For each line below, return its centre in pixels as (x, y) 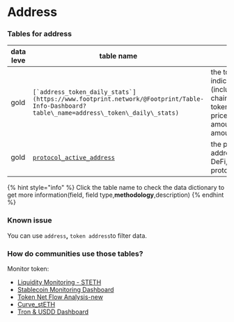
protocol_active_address (73, 158)
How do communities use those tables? (75, 253)
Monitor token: (28, 269)
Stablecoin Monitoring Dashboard (65, 290)
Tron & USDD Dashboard (53, 312)
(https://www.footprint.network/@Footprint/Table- (118, 99)
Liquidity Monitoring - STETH (59, 282)
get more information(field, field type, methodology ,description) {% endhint (116, 195)
